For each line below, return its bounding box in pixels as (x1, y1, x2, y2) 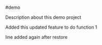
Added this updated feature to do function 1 (5, 24, 97, 30)
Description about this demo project (5, 14, 81, 20)
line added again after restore (5, 34, 68, 40)
